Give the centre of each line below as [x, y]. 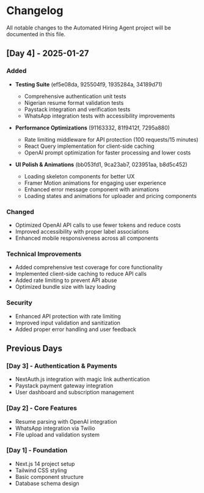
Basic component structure [49, 476]
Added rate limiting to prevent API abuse [66, 280]
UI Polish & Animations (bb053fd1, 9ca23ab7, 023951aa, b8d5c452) [101, 164]
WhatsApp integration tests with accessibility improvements [100, 116]
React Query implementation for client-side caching [89, 146]
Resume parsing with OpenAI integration [66, 421]
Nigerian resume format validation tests [74, 102]
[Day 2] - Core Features [42, 408]
